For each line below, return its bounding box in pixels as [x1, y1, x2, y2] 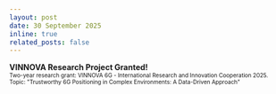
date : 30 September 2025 [9, 21, 102, 30]
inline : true [9, 29, 58, 38]
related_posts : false [9, 37, 90, 47]
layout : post [9, 12, 58, 22]
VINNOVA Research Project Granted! [9, 62, 149, 73]
